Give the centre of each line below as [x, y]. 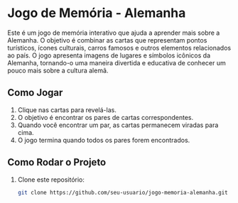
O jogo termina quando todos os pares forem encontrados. [104, 140]
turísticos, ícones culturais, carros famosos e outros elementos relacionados [119, 48]
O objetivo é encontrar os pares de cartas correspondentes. [106, 117]
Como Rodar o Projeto [57, 162]
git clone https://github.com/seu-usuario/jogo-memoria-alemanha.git [123, 192]
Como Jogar [35, 93]
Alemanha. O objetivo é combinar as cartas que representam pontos [107, 40]
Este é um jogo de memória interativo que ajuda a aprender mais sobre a [114, 33]
